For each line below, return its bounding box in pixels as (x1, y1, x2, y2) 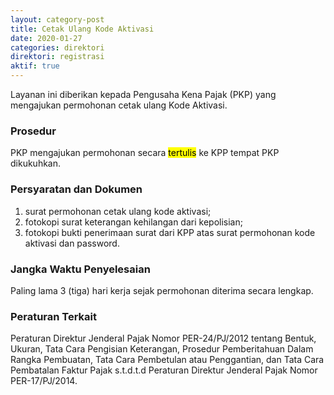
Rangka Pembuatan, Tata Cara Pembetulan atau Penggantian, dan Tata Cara (10, 354, 325, 366)
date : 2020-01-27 (10, 33, 83, 43)
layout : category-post (10, 14, 105, 25)
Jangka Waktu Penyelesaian (10, 262, 151, 276)
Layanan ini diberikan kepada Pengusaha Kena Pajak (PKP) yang (10, 89, 277, 100)
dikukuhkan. (10, 157, 62, 170)
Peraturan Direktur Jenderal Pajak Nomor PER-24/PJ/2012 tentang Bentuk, (10, 332, 317, 345)
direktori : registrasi (10, 52, 105, 62)
